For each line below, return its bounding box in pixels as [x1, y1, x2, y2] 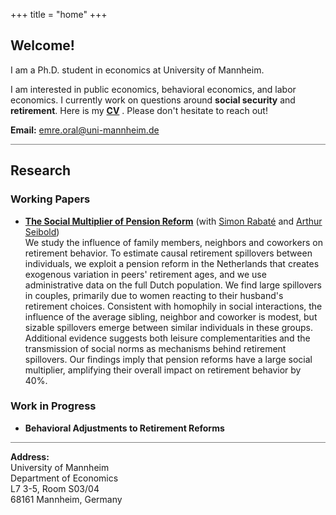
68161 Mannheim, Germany [10, 493, 123, 505]
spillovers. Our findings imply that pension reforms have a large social [24, 353, 313, 365]
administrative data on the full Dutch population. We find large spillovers [24, 279, 322, 291]
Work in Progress [10, 399, 97, 413]
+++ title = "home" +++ [10, 9, 108, 20]
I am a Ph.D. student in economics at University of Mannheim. [10, 64, 265, 76]
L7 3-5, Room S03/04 [10, 482, 100, 494]
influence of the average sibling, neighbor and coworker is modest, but [24, 310, 318, 323]
